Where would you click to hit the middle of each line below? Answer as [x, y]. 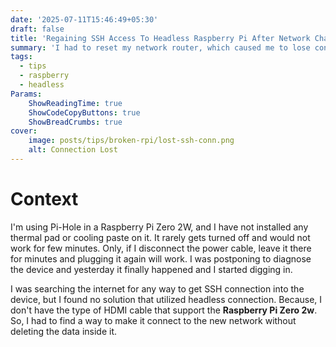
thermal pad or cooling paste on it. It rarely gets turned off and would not [160, 237]
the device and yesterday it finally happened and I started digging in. [151, 269]
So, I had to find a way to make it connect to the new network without [153, 320]
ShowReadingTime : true [75, 103]
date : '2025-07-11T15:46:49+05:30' [84, 19]
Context [44, 199]
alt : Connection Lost [73, 150]
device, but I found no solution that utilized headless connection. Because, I [166, 299]
